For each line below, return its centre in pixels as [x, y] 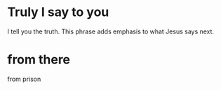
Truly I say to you [58, 12]
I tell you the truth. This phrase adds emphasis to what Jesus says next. [111, 31]
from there [39, 60]
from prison [24, 79]
